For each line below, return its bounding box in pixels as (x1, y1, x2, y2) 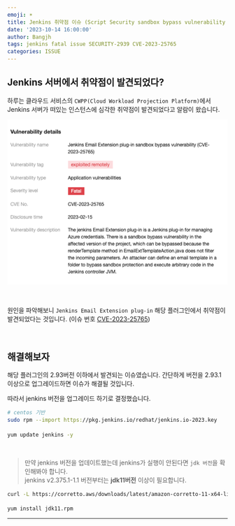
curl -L (7, 490, 30, 497)
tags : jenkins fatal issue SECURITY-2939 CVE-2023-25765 (7, 41, 177, 48)
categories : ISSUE (7, 48, 61, 55)
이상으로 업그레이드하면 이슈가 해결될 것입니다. (7, 379, 135, 388)
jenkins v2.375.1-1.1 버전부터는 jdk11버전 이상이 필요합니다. (24, 476, 187, 484)
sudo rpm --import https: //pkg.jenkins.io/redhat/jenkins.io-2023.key (7, 416, 218, 423)
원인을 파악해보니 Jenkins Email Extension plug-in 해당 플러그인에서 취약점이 (7, 306, 226, 314)
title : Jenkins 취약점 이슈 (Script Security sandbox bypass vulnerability (7, 18, 226, 26)
